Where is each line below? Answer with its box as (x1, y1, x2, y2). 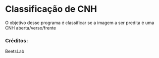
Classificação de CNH (5, 3, 98, 15)
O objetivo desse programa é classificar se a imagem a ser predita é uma (5, 20, 155, 26)
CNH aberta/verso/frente (5, 25, 56, 30)
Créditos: (5, 37, 28, 44)
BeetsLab (5, 48, 25, 55)
